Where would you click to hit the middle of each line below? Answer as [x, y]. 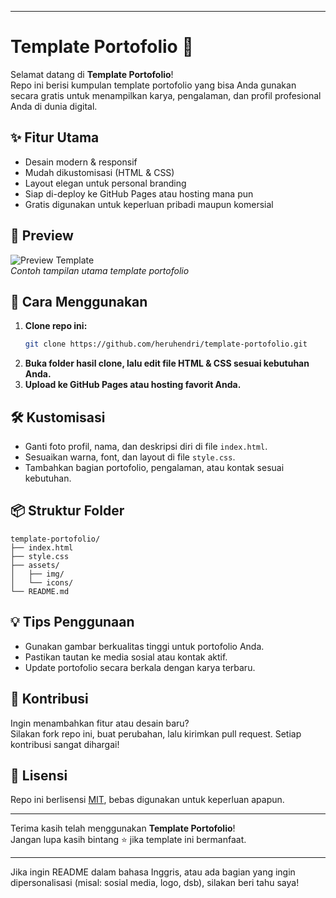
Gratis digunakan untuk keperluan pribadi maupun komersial [149, 204]
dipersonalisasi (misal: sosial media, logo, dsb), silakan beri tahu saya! [155, 883]
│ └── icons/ [42, 582]
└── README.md [40, 591]
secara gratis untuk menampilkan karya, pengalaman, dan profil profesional [166, 95]
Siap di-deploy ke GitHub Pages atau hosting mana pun [139, 193]
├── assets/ [35, 565]
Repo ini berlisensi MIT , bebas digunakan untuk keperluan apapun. [147, 800]
